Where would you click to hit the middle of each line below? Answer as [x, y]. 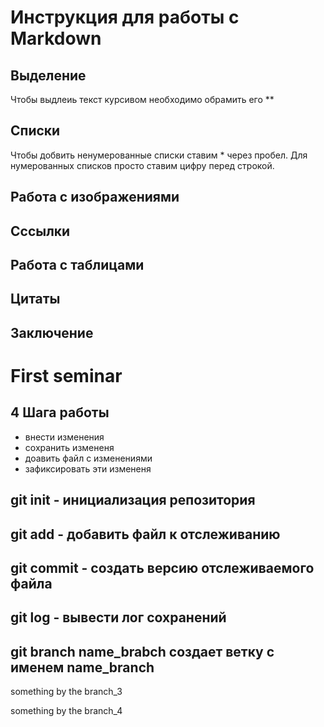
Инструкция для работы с [125, 17]
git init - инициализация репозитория [133, 500]
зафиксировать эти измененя [88, 468]
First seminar [66, 375]
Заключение [52, 332]
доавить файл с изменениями [88, 458]
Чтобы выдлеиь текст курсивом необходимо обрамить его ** [142, 99]
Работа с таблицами [77, 264]
